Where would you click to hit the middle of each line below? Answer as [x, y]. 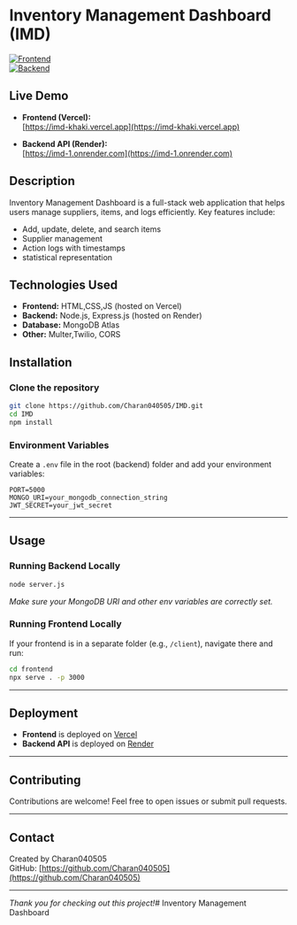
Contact [32, 837]
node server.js [37, 584]
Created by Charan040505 [58, 859]
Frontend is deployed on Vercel [80, 735]
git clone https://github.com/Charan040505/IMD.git [106, 406]
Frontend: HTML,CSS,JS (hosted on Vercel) [102, 306]
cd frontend [31, 669]
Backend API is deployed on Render [88, 744]
